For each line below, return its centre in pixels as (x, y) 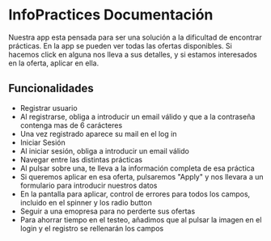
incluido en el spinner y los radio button (86, 202)
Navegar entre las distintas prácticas (81, 159)
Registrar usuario (49, 108)
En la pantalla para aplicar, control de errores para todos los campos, (135, 194)
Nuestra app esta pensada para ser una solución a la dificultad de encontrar (135, 37)
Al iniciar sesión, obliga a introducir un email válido (105, 150)
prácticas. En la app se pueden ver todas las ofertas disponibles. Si (120, 45)
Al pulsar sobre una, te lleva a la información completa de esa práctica (137, 168)
